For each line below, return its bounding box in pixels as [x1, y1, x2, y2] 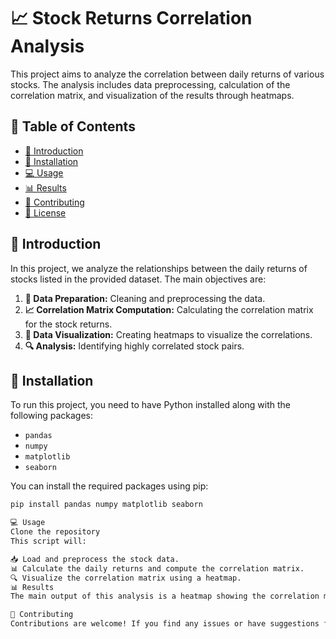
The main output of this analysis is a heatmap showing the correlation [10, 591, 320, 602]
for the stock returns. [24, 318, 113, 330]
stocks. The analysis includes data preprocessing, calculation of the [10, 78, 291, 90]
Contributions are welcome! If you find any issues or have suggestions [10, 619, 320, 629]
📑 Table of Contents [10, 118, 136, 135]
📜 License [24, 206, 67, 219]
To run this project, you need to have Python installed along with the [10, 399, 292, 411]
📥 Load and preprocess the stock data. [10, 554, 180, 564]
